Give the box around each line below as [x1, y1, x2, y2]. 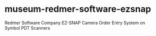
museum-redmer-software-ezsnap [4, 3, 151, 15]
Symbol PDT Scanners [4, 25, 50, 31]
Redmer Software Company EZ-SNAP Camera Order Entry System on [4, 20, 146, 26]
